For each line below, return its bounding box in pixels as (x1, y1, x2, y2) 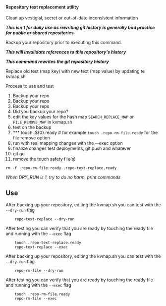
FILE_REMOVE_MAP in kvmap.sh (12, 119, 72, 125)
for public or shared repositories (5, 30, 74, 36)
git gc (12, 151, 25, 157)
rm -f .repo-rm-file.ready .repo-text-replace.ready (5, 166, 117, 171)
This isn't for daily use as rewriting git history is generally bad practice (5, 25, 155, 31)
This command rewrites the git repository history (5, 59, 110, 64)
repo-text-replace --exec (14, 245, 68, 250)
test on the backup (12, 124, 52, 130)
